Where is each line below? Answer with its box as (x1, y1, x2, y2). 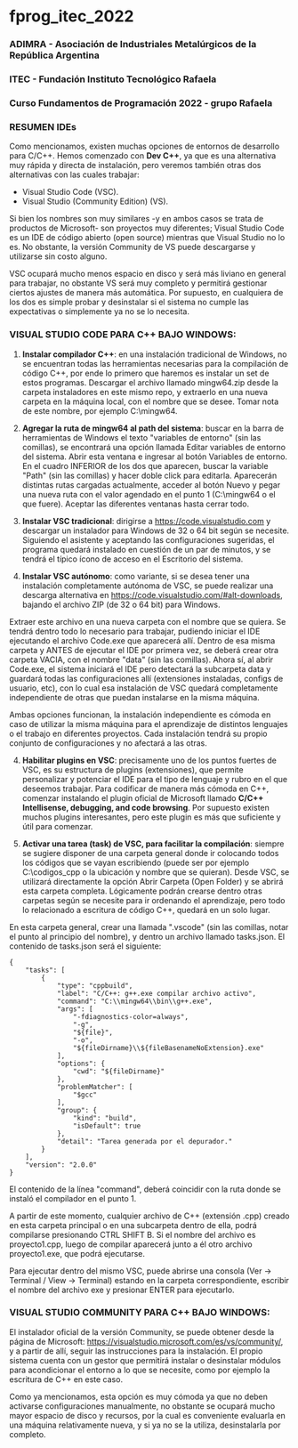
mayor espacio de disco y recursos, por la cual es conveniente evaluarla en (9, 1410, 286, 1420)
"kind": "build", (72, 1113, 138, 1122)
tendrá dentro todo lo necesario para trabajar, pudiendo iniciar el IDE (9, 626, 261, 636)
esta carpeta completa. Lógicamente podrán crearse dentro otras (21, 886, 262, 896)
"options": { (56, 1059, 105, 1068)
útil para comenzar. (21, 821, 93, 831)
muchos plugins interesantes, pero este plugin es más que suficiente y (21, 812, 282, 822)
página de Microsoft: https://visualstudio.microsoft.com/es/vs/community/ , (9, 1336, 284, 1347)
